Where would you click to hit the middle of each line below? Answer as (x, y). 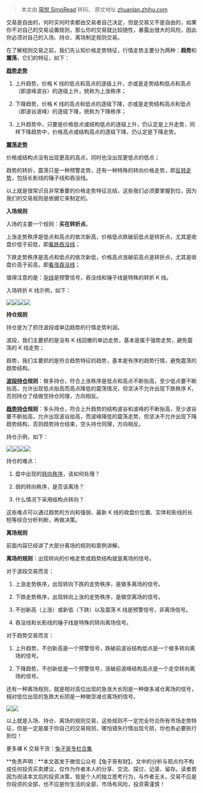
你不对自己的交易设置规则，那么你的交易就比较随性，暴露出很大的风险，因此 (101, 30)
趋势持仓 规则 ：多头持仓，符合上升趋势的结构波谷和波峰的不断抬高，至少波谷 (101, 409)
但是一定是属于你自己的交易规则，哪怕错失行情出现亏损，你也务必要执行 (107, 728)
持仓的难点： (22, 461)
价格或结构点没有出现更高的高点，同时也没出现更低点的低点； (83, 157)
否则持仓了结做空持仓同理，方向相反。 (54, 396)
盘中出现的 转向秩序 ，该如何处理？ (57, 474)
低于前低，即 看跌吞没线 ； (48, 244)
